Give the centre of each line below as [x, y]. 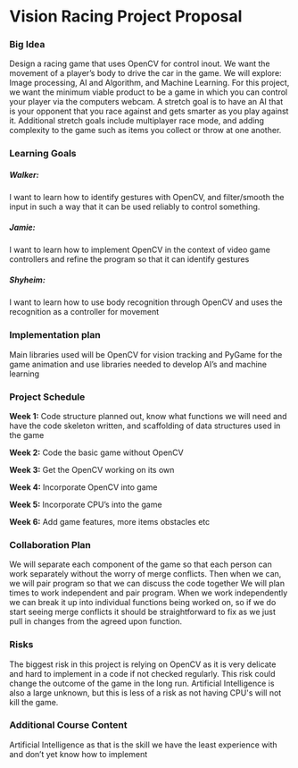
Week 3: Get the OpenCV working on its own [92, 469]
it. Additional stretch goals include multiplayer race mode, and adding [137, 121]
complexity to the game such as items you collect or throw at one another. [145, 131]
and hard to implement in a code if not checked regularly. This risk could [142, 673]
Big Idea [27, 45]
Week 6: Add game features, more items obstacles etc [110, 521]
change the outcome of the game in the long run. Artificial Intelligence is [142, 683]
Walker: [24, 175]
